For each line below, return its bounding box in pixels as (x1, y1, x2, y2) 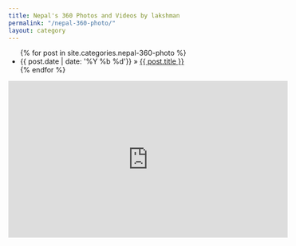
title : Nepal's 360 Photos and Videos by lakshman (8, 11, 180, 20)
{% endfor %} (19, 65, 66, 75)
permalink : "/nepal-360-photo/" (8, 19, 116, 27)
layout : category (8, 26, 66, 34)
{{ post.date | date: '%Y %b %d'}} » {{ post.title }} (19, 57, 185, 66)
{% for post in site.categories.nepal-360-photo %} (19, 49, 187, 58)
